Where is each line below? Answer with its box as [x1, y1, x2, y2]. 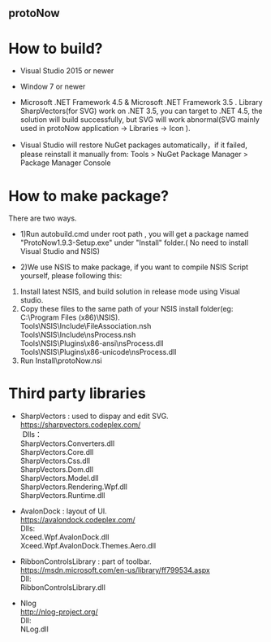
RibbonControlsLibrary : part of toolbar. [19, 557, 152, 566]
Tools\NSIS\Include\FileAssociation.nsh [19, 321, 152, 331]
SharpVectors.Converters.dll [19, 439, 115, 448]
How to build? [8, 39, 103, 58]
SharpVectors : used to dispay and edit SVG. [19, 411, 169, 421]
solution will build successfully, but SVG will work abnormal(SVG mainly [19, 115, 260, 124]
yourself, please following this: [19, 271, 123, 281]
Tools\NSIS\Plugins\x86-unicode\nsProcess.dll [19, 347, 177, 357]
